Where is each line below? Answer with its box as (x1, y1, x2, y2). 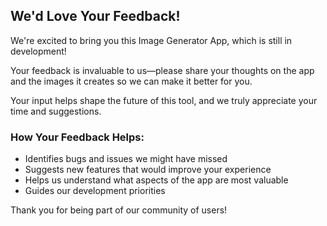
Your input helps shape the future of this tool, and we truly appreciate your (10, 94, 318, 106)
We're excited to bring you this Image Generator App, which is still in (10, 34, 293, 46)
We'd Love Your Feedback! (10, 8, 181, 25)
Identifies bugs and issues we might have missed (24, 153, 228, 165)
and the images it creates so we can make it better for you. (10, 75, 253, 87)
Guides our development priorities (24, 185, 166, 197)
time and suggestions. (10, 105, 102, 117)
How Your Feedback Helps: (10, 130, 145, 144)
